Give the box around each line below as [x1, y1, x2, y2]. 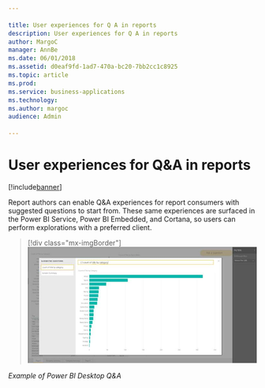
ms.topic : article [8, 71, 69, 79]
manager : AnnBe [8, 46, 58, 55]
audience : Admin [8, 113, 62, 121]
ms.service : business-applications [8, 88, 125, 96]
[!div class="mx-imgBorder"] [27, 238, 122, 247]
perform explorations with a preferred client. [8, 222, 152, 232]
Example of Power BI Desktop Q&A [8, 371, 122, 381]
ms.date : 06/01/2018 [8, 55, 77, 62]
